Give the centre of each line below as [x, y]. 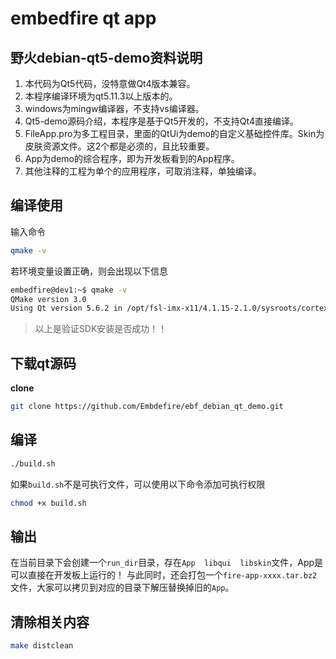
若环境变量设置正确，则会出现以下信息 [89, 271]
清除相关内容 [50, 622]
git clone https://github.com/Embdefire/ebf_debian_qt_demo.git [147, 407]
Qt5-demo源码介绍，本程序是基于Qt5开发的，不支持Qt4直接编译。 [161, 121]
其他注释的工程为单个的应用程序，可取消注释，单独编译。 [143, 171]
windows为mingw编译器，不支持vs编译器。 [114, 108]
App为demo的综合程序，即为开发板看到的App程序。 [132, 158]
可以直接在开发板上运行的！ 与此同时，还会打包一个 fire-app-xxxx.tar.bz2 [164, 575]
